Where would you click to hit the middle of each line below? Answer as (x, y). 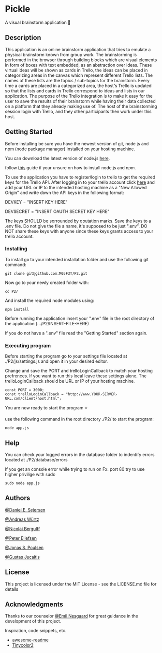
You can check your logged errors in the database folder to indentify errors (80, 454)
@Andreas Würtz (22, 519)
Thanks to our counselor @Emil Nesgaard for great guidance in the (72, 616)
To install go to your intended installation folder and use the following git (77, 259)
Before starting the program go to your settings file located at (66, 356)
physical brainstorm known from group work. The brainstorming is (71, 54)
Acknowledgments (34, 604)
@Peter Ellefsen (21, 538)
